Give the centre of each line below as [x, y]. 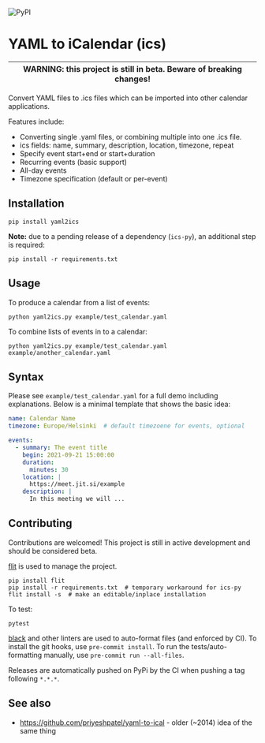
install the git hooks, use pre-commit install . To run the [99, 646]
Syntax [26, 377]
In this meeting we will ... [77, 499]
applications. [29, 106]
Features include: [36, 121]
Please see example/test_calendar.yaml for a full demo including [113, 396]
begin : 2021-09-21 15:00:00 [68, 455]
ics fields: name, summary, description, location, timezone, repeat [127, 145]
